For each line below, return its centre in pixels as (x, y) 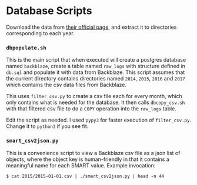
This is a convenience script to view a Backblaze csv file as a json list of (93, 153)
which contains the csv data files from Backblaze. (66, 85)
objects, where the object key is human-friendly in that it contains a (88, 159)
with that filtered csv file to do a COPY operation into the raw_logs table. (91, 109)
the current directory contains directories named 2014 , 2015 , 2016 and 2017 (96, 79)
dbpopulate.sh (26, 48)
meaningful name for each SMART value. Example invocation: (81, 165)
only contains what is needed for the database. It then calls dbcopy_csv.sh (96, 102)
